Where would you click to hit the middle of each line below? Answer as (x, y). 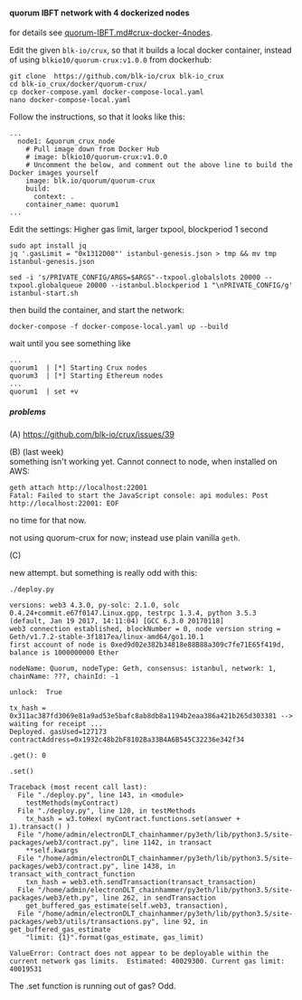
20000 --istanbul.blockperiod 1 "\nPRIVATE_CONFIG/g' (190, 286)
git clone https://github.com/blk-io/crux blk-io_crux (117, 77)
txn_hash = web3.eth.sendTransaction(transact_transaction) (141, 882)
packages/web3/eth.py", (54, 898)
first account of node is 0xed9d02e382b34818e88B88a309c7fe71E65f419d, (147, 645)
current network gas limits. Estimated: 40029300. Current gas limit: (147, 962)
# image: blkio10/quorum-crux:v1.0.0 (97, 157)
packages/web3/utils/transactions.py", (85, 922)
